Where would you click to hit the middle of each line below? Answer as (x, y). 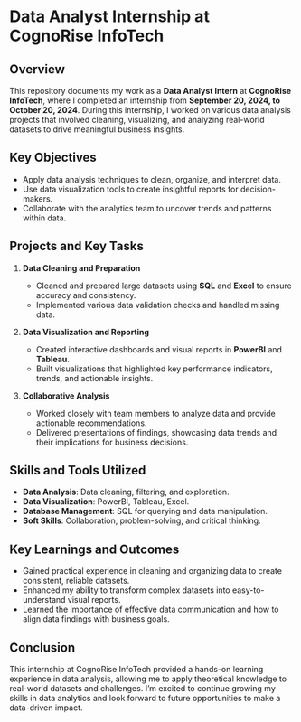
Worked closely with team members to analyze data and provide (155, 413)
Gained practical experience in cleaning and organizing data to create (152, 571)
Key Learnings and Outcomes (94, 549)
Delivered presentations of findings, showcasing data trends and (156, 432)
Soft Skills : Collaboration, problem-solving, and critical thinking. (141, 520)
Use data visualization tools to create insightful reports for (130, 189)
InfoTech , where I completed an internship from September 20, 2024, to (145, 100)
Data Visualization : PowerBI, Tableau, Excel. (106, 502)
